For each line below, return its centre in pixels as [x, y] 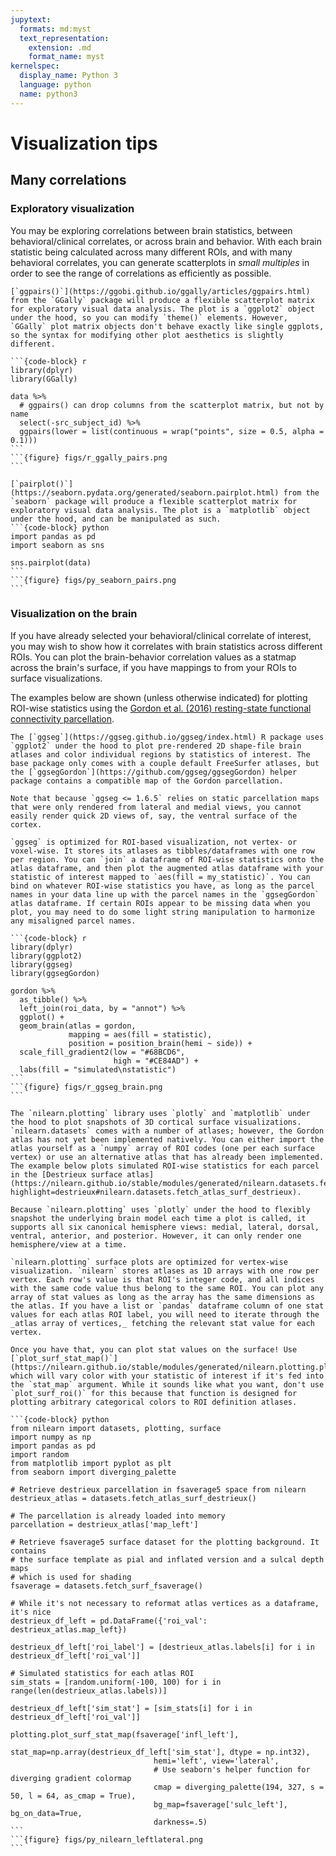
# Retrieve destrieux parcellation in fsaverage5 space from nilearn [158, 1489]
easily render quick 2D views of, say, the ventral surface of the [154, 816]
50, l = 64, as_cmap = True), [73, 1796]
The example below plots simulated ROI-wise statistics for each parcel [165, 1166]
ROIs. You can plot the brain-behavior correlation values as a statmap [153, 657]
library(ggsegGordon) [55, 973]
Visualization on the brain [74, 614]
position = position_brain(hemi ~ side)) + [160, 1043]
